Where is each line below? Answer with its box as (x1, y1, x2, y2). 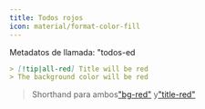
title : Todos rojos (9, 13, 84, 23)
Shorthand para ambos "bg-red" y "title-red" (31, 89, 196, 100)
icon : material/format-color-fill (9, 22, 141, 31)
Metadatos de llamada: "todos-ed (9, 46, 136, 57)
